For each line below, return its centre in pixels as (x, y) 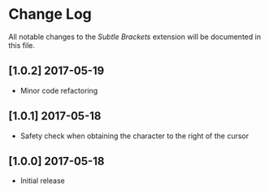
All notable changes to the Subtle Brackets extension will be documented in (135, 37)
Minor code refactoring (59, 90)
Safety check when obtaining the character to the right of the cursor (134, 136)
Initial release (42, 181)
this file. (22, 45)
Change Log (50, 14)
